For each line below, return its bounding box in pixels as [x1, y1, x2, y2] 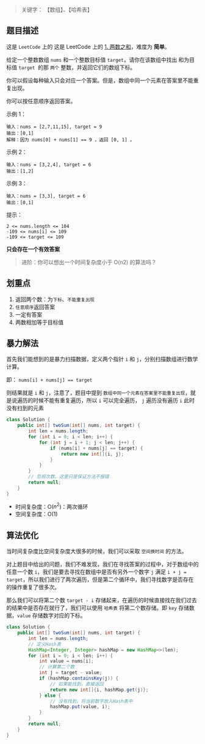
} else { [38, 692, 62, 699]
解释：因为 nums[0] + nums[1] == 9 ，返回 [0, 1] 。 [6, 137, 135, 143]
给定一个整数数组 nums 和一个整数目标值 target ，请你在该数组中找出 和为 [6, 56, 190, 63]
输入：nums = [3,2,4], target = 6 [6, 162, 92, 168]
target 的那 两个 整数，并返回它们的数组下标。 [18, 64, 136, 71]
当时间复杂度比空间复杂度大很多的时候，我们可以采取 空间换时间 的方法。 [6, 547, 187, 555]
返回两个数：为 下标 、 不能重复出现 [15, 295, 95, 302]
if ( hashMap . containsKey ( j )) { [38, 675, 119, 682]
